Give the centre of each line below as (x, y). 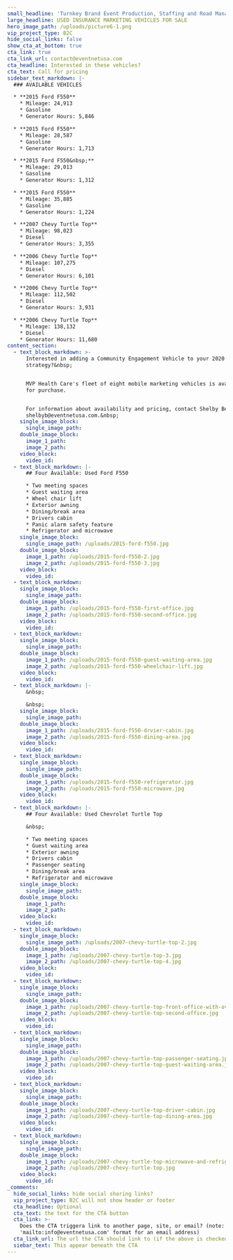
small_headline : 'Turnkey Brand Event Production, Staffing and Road (110, 14)
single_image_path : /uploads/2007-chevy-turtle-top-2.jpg (111, 942)
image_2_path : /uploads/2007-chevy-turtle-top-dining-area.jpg (119, 1116)
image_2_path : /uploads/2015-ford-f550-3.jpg (92, 563)
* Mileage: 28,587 (46, 135)
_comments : (23, 1187)
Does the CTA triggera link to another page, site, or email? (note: (122, 1226)
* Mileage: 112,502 (48, 295)
